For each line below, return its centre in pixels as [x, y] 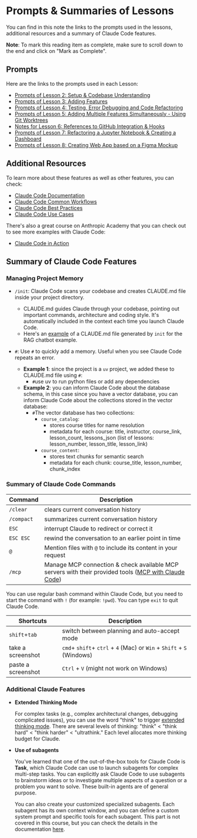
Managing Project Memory [45, 278]
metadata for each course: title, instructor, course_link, [116, 432]
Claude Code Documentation [50, 195]
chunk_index [65, 469]
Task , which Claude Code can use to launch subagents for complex [96, 767]
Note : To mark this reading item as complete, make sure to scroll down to [95, 45]
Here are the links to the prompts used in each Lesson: [72, 84]
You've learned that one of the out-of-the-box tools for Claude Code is [100, 761]
